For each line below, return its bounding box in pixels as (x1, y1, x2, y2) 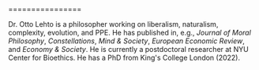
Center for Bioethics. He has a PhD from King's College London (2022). (8, 53, 241, 62)
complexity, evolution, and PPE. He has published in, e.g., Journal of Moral (8, 28, 251, 37)
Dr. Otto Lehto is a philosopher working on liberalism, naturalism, (8, 20, 219, 28)
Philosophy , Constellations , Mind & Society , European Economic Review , (8, 36, 245, 46)
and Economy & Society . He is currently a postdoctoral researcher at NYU (8, 45, 249, 53)
